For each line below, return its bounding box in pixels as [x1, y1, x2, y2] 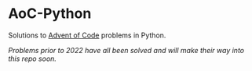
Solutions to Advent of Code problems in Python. [8, 30, 166, 40]
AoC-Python [8, 5, 92, 23]
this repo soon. [8, 54, 57, 63]
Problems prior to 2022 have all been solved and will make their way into [8, 45, 245, 55]
